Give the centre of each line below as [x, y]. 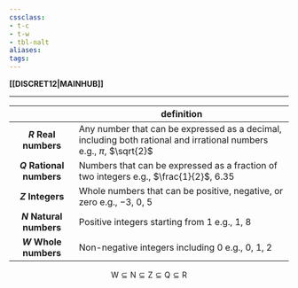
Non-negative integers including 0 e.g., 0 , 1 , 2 [175, 247]
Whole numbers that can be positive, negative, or [181, 191]
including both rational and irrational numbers [173, 140]
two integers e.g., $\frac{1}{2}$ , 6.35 [157, 176]
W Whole [42, 242]
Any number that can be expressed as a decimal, [180, 129]
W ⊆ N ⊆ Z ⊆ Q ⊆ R [149, 275]
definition [182, 114]
